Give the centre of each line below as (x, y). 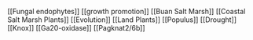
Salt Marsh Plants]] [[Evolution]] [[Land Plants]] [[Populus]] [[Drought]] (122, 20)
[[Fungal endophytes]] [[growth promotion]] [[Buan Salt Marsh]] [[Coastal (126, 11)
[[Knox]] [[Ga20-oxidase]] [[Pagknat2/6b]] (77, 28)
